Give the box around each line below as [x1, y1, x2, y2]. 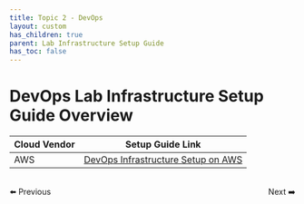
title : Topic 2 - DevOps [9, 13, 103, 23]
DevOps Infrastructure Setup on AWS [83, 153, 243, 166]
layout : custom [9, 22, 67, 31]
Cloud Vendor [14, 138, 75, 151]
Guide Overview [9, 105, 133, 126]
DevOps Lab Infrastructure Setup [9, 86, 265, 107]
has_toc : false [9, 47, 67, 56]
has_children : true [9, 30, 83, 39]
